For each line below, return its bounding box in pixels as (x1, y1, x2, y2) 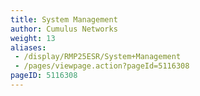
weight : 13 (10, 33, 56, 43)
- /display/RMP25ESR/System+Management (14, 52, 182, 62)
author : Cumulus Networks (10, 24, 118, 34)
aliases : (10, 42, 47, 53)
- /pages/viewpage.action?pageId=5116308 (14, 61, 190, 71)
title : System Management (10, 14, 118, 25)
